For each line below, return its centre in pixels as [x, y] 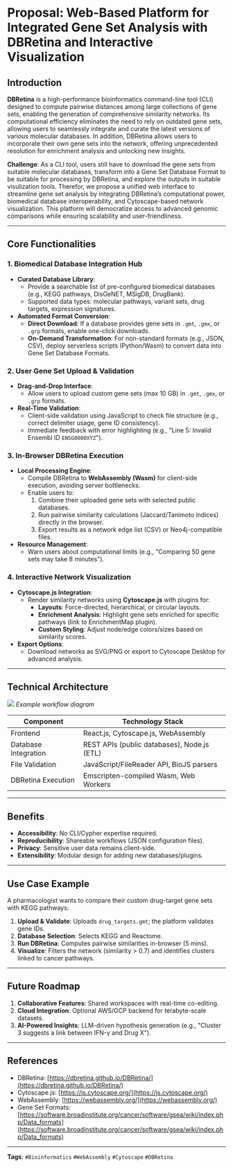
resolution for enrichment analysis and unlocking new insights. [96, 151]
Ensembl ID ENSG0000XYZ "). [65, 437]
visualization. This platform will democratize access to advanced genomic [113, 209]
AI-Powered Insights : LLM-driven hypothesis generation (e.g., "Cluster [119, 1025]
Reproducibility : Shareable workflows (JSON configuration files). [111, 840]
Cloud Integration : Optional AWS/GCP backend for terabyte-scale [112, 1010]
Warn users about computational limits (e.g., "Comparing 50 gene [121, 552]
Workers [97, 784]
